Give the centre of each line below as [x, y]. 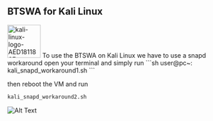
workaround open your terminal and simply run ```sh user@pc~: [100, 63]
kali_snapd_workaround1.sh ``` [51, 70]
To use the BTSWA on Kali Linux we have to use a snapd [124, 55]
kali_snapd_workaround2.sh [47, 97]
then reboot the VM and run [48, 84]
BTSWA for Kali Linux [55, 12]
